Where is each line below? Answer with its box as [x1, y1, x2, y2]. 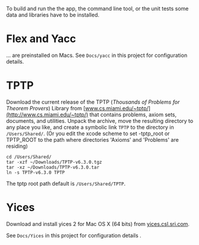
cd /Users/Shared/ [6, 154, 52, 160]
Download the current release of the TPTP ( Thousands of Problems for [6, 98, 180, 106]
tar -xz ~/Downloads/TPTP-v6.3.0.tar [6, 164, 100, 170]
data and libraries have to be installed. [6, 11, 100, 18]
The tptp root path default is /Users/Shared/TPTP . [6, 180, 126, 187]
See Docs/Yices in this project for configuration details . [6, 231, 141, 239]
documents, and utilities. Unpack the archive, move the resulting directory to [6, 117, 194, 124]
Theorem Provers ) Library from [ [6, 104, 86, 112]
